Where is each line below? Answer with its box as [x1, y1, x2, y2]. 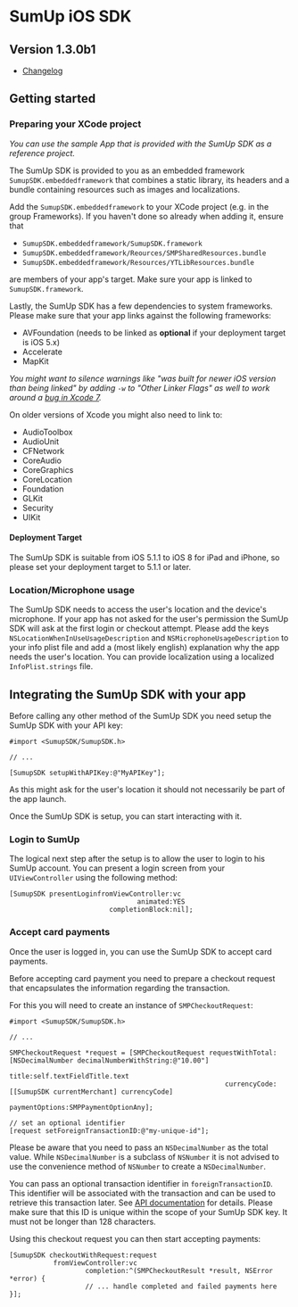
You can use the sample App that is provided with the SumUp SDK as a [9, 138, 272, 149]
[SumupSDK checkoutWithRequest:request [9, 1251, 158, 1260]
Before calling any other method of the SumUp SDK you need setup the [9, 711, 272, 721]
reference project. [9, 147, 76, 158]
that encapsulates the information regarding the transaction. [9, 982, 230, 993]
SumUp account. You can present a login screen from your [9, 863, 226, 873]
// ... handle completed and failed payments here [85, 1282, 277, 1291]
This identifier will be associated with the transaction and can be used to [9, 1187, 277, 1198]
